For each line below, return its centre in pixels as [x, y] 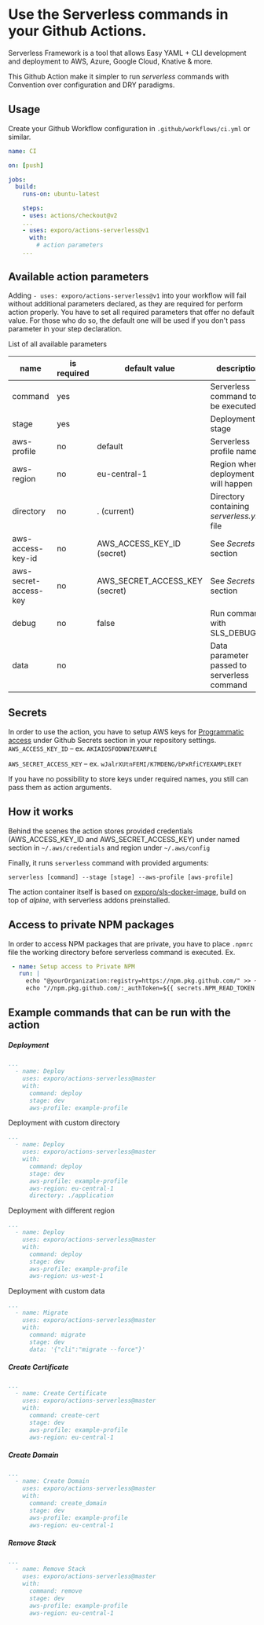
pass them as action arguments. [60, 787]
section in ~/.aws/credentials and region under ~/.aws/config [109, 847]
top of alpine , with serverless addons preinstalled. [89, 900]
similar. [20, 137]
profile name [233, 452]
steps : [33, 209]
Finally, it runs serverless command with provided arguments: [109, 862]
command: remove [55, 1591]
